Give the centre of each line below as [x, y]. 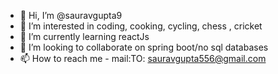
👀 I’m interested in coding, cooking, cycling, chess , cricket [141, 26]
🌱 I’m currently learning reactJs [84, 36]
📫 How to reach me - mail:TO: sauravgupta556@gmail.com [143, 58]
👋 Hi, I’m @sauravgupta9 [71, 15]
